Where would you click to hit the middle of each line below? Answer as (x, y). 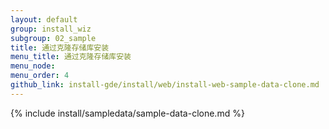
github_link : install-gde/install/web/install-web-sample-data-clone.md (165, 85)
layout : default (44, 19)
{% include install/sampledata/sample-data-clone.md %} (127, 113)
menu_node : (33, 66)
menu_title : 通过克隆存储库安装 (71, 57)
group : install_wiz (51, 29)
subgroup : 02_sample (53, 38)
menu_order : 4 (40, 76)
